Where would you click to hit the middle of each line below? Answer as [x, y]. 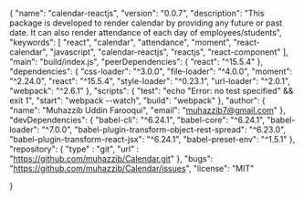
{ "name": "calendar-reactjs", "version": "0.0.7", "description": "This [137, 13]
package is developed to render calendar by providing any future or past [146, 23]
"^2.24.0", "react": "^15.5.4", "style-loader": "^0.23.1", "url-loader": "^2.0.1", [150, 81]
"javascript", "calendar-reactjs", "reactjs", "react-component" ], [169, 52]
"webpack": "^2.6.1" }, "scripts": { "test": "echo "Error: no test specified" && [152, 91]
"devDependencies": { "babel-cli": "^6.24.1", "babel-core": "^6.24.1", [137, 120]
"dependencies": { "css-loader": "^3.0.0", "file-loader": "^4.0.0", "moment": [151, 71]
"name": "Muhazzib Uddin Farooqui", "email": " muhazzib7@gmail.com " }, [147, 110]
